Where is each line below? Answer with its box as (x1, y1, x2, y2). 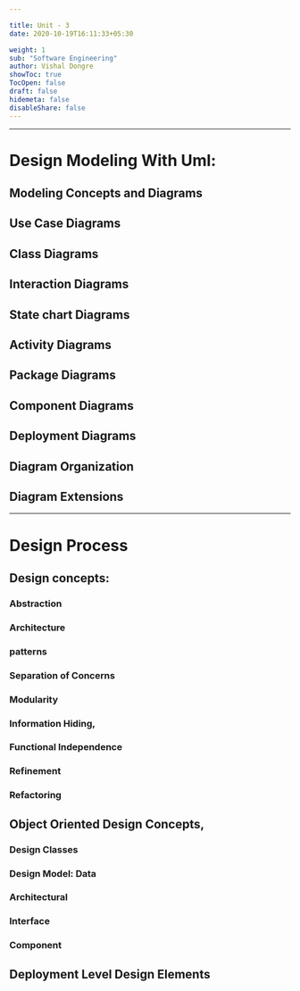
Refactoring (9, 789, 62, 802)
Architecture (9, 621, 66, 634)
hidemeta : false (9, 95, 70, 104)
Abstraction (9, 597, 62, 610)
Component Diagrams (9, 398, 134, 413)
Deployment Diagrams (9, 429, 137, 444)
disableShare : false (9, 104, 87, 112)
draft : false (9, 87, 58, 96)
